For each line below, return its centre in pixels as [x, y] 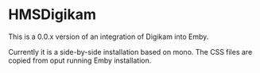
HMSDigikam [52, 15]
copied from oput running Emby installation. [80, 60]
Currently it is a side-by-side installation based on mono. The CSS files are [130, 52]
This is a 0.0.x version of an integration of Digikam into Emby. [109, 36]
